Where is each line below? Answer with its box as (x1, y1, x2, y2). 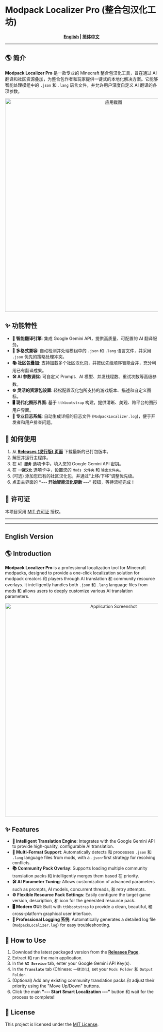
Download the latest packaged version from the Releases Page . (12, 949, 140, 955)
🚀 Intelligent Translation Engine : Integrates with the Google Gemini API (12, 838, 155, 844)
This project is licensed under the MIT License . (5, 1021, 99, 1027)
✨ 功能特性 (5, 321, 38, 330)
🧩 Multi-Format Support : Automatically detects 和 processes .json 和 (12, 849, 152, 855)
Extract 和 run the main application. (12, 955, 83, 961)
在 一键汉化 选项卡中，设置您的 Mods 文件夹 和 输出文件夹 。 (12, 467, 124, 473)
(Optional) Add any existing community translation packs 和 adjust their (12, 977, 155, 983)
